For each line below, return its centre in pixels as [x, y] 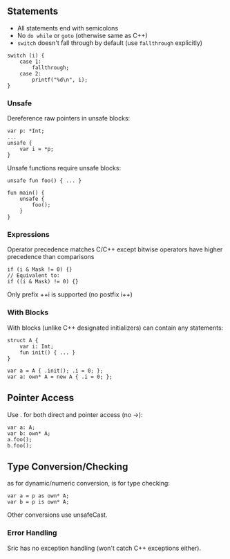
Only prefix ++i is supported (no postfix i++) [70, 294]
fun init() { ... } [48, 353]
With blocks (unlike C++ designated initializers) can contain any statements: [115, 328]
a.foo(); [20, 439]
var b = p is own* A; [38, 502]
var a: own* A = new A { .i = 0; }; [60, 377]
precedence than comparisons [51, 257]
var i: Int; [37, 346]
